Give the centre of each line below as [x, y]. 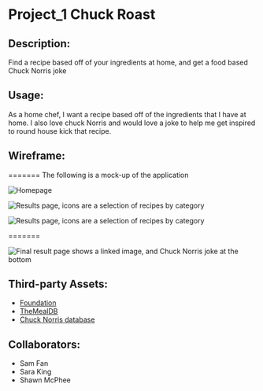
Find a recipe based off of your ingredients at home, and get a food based [128, 62]
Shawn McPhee [45, 380]
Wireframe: [37, 156]
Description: [39, 44]
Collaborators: [44, 344]
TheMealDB [39, 312]
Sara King [35, 372]
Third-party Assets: [58, 284]
